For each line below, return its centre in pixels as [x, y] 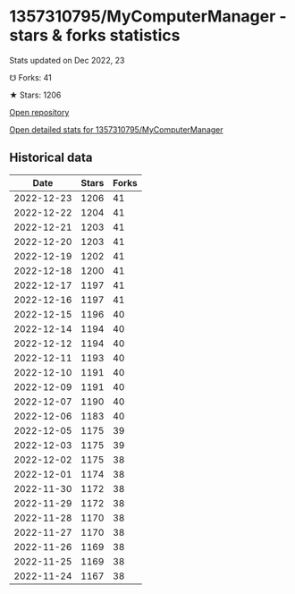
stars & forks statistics [95, 35]
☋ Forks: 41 [30, 77]
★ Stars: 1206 [35, 95]
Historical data [51, 158]
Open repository [39, 112]
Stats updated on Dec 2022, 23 [67, 60]
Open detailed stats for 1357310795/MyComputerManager [116, 129]
